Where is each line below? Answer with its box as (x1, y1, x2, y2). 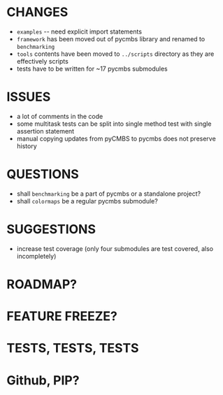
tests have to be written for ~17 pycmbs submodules (16, 64, 168, 73)
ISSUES (6, 89, 51, 105)
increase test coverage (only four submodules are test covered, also (16, 244, 214, 252)
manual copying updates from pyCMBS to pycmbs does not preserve (16, 134, 216, 143)
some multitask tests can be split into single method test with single (16, 120, 212, 128)
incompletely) (16, 252, 57, 260)
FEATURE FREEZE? (6, 308, 118, 324)
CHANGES (6, 4, 69, 20)
